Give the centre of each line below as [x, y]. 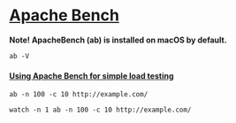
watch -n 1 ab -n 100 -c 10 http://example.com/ [100, 110]
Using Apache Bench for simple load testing [91, 75]
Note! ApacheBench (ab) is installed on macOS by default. [118, 40]
